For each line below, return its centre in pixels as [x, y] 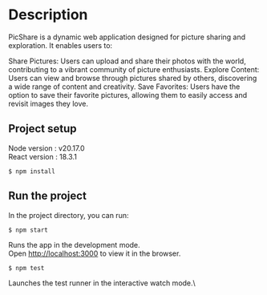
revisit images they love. [48, 103]
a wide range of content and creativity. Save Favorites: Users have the [124, 87]
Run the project [47, 196]
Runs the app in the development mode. [74, 244]
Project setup [43, 129]
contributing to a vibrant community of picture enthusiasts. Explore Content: [134, 69]
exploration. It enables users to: [61, 45]
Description [48, 15]
